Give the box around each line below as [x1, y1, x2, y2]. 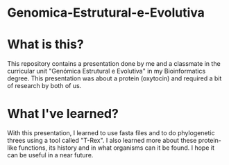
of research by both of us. [7, 82, 82, 90]
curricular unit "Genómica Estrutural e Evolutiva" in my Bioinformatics [7, 67, 206, 76]
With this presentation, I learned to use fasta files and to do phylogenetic [7, 129, 215, 137]
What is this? [7, 37, 85, 53]
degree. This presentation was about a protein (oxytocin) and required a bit [7, 74, 222, 82]
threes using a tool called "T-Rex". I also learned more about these [7, 137, 197, 145]
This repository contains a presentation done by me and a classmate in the [7, 60, 221, 68]
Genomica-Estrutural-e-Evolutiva [7, 5, 205, 21]
